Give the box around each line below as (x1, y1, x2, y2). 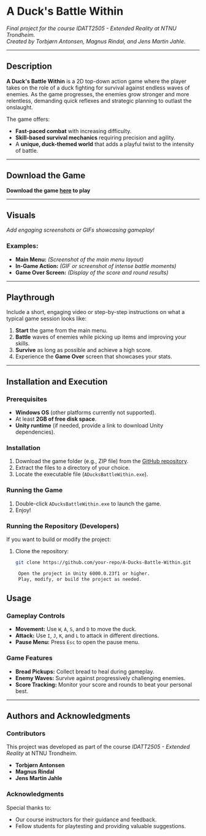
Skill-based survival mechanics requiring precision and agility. (15, 134, 176, 141)
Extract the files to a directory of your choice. (15, 464, 130, 472)
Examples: (6, 242, 39, 250)
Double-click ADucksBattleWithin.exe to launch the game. (15, 500, 161, 507)
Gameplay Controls (6, 612, 66, 620)
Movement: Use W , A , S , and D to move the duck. (15, 626, 137, 633)
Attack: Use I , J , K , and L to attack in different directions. (15, 632, 159, 639)
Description (6, 61, 52, 72)
